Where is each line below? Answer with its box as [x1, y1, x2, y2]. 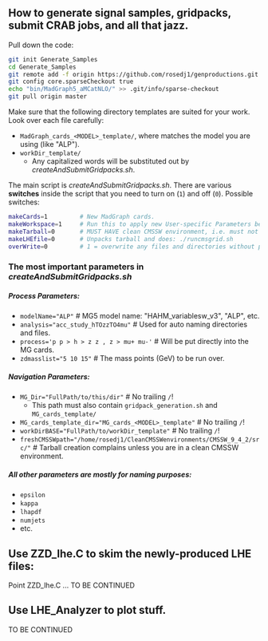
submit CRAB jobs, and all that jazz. [8, 19, 189, 33]
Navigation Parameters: [8, 371, 90, 382]
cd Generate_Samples [8, 63, 77, 71]
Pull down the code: [8, 40, 74, 49]
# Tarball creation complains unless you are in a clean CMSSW [33, 443, 239, 453]
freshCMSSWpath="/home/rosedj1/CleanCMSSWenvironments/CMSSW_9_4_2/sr [19, 436, 260, 444]
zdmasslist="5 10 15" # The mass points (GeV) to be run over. [19, 354, 225, 363]
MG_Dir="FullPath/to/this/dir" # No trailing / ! [19, 392, 174, 402]
